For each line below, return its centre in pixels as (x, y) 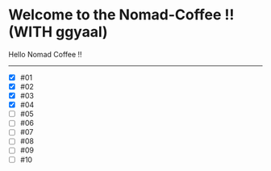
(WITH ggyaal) (58, 32)
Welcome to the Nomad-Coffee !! (121, 15)
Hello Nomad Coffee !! (45, 54)
